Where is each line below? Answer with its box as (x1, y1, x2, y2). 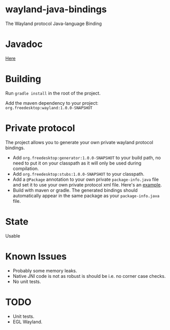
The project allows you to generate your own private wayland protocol (5, 139, 154, 145)
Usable (5, 232, 20, 239)
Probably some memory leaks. (12, 267, 77, 274)
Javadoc (5, 38, 43, 50)
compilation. (12, 165, 39, 172)
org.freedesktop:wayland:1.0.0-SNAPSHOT (5, 105, 93, 110)
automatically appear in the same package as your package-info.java (12, 193, 160, 199)
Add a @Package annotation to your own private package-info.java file (12, 176, 159, 182)
